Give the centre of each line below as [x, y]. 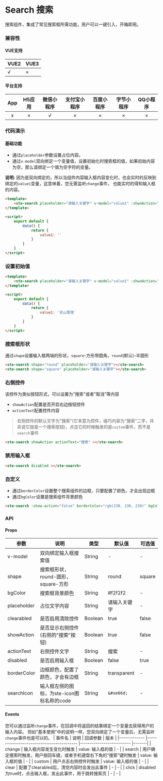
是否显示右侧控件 [59, 628]
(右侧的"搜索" [56, 635]
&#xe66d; [118, 693]
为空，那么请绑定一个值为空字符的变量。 [52, 167]
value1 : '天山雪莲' [58, 312]
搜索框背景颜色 [57, 593]
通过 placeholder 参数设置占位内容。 [48, 155]
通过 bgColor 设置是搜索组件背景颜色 [47, 497]
